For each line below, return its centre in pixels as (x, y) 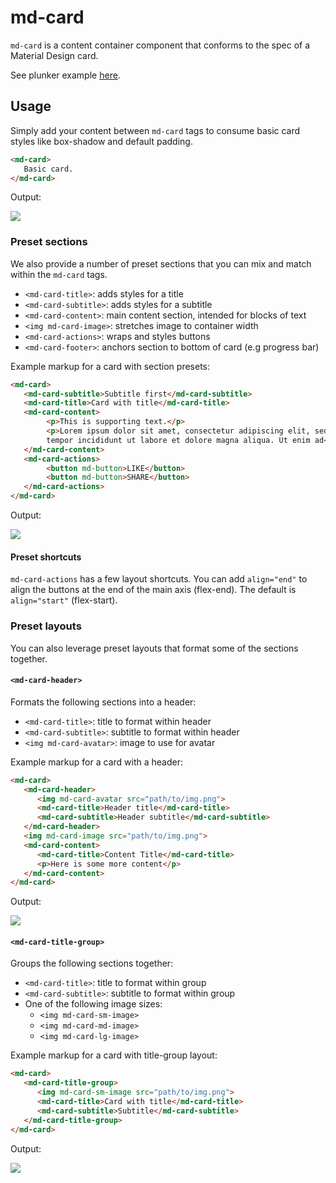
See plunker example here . (65, 75)
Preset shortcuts (46, 557)
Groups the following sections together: (92, 963)
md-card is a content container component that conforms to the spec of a (160, 45)
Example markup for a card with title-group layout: (114, 1055)
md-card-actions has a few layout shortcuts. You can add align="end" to (159, 579)
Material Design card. (54, 55)
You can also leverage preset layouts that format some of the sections (154, 648)
